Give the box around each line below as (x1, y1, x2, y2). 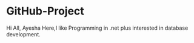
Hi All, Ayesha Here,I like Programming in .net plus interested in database (6, 24, 189, 31)
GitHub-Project (6, 4, 85, 18)
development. (6, 30, 41, 38)
